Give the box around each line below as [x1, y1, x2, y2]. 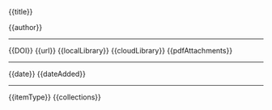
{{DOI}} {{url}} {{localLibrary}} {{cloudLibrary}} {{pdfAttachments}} [8, 46, 233, 55]
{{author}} [8, 23, 43, 32]
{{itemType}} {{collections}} [8, 92, 101, 102]
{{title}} [8, 7, 33, 16]
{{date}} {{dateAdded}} [8, 69, 87, 78]
